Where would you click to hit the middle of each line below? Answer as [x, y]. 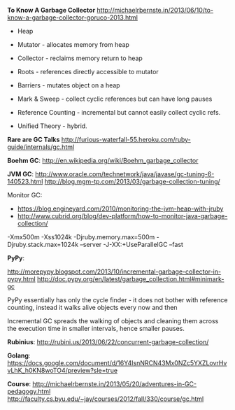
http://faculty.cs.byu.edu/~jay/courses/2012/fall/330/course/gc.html [106, 399]
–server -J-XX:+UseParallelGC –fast [132, 245]
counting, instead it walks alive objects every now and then [92, 307]
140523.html [25, 182]
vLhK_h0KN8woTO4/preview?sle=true [62, 370]
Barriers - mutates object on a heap [69, 85]
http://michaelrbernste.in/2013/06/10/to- [155, 10]
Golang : [19, 355]
